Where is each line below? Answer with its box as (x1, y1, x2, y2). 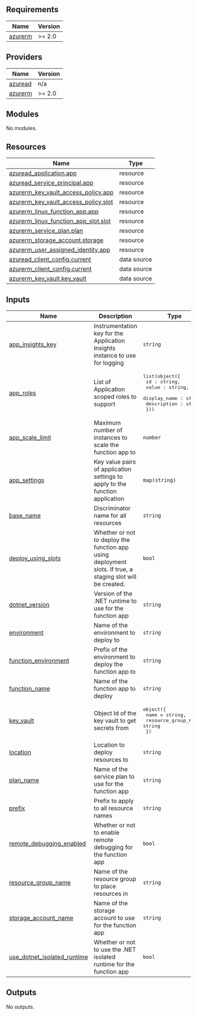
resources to (93, 756, 129, 764)
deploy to (93, 636, 120, 644)
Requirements (6, 5, 59, 15)
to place (93, 882, 116, 891)
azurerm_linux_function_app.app (9, 207, 99, 216)
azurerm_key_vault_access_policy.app (9, 188, 114, 197)
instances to (93, 433, 128, 442)
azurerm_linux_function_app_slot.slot (9, 217, 111, 226)
